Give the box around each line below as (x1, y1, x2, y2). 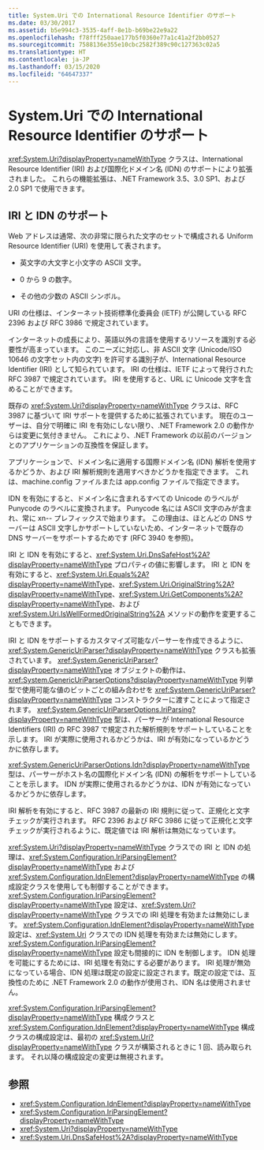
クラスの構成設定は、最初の (8, 1032, 99, 1042)
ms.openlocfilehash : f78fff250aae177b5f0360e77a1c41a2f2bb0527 (8, 33, 221, 42)
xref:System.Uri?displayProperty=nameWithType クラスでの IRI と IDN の (8, 842, 244, 852)
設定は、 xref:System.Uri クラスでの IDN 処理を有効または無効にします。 (8, 930, 242, 939)
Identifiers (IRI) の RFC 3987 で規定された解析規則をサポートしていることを (8, 725, 253, 734)
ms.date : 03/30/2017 (8, 19, 76, 27)
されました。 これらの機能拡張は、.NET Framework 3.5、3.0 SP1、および (8, 174, 246, 183)
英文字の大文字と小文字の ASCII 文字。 (19, 258, 146, 268)
